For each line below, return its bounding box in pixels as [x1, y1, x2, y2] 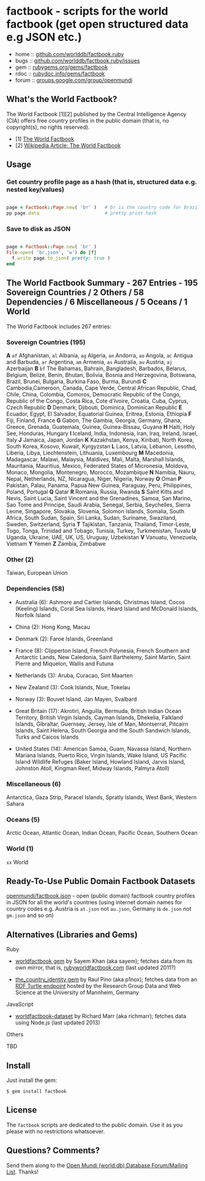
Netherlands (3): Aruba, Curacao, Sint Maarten [15, 671, 133, 679]
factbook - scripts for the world [6, 4, 169, 18]
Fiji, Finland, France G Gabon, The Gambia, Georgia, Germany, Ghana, [6, 417, 182, 424]
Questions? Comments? [6, 1146, 100, 1156]
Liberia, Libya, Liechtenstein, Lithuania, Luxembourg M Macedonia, [6, 449, 175, 456]
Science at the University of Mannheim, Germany [15, 989, 139, 996]
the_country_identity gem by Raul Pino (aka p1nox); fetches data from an [15, 976, 197, 983]
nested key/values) [6, 185, 65, 194]
